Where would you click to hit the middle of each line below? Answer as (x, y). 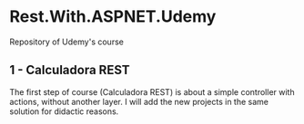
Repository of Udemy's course (67, 42)
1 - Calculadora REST (70, 70)
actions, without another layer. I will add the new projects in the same (139, 101)
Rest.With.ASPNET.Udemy (113, 17)
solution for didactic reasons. (64, 111)
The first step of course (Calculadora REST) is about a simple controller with (152, 91)
